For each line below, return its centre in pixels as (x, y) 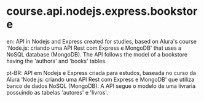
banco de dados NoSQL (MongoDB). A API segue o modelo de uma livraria (101, 86)
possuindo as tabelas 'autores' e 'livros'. (57, 92)
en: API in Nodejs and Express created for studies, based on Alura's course (102, 41)
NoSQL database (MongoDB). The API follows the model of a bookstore (97, 54)
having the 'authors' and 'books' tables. (57, 61)
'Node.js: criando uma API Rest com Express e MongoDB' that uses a (94, 48)
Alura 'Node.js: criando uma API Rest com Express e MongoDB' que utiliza (100, 79)
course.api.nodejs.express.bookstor (102, 11)
